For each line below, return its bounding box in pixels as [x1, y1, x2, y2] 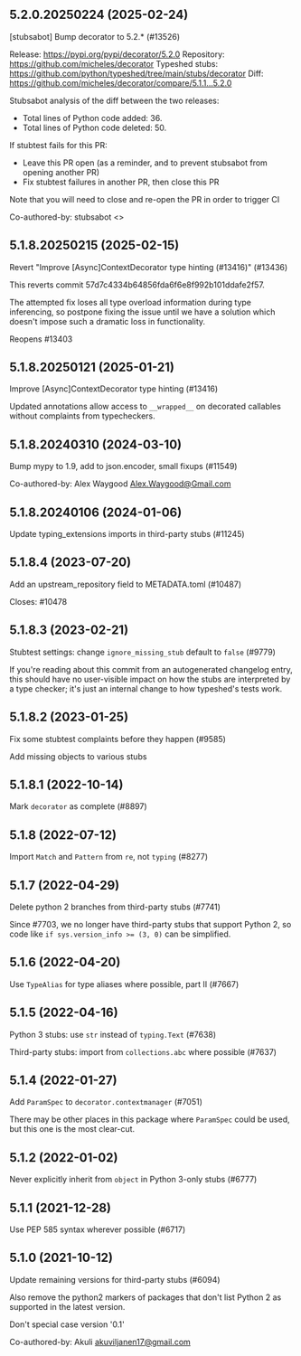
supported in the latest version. [9, 1301, 126, 1312]
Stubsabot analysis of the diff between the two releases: [9, 95, 220, 106]
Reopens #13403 [9, 334, 73, 344]
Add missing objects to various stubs [9, 750, 147, 762]
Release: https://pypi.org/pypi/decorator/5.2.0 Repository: [9, 49, 225, 60]
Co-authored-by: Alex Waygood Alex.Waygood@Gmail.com [9, 478, 231, 489]
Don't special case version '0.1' [9, 1319, 125, 1330]
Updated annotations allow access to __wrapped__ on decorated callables [9, 401, 282, 412]
